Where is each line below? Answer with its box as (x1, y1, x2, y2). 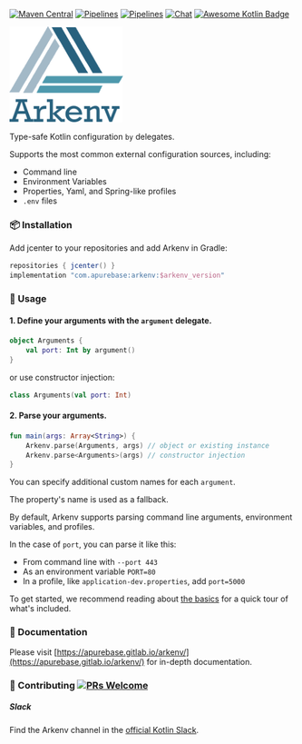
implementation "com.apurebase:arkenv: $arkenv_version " (9, 271, 225, 281)
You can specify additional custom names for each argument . (9, 477, 236, 488)
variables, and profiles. (9, 521, 95, 532)
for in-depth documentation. (146, 656, 252, 667)
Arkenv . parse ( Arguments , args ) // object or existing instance (25, 441, 270, 450)
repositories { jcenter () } (9, 262, 116, 271)
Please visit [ (9, 646, 57, 658)
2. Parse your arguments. (9, 410, 107, 422)
